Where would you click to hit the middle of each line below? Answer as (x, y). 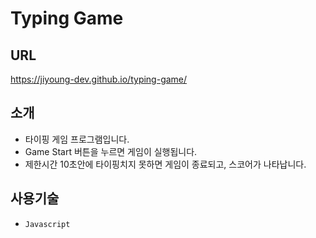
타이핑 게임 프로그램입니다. (77, 139)
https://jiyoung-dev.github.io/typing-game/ (99, 79)
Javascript (47, 224)
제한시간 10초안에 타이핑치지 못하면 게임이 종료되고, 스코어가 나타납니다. (165, 164)
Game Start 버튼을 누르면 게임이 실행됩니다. (111, 151)
